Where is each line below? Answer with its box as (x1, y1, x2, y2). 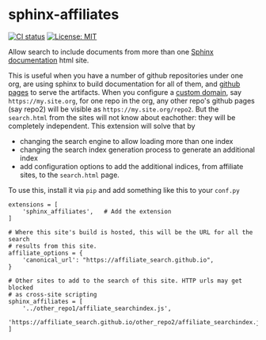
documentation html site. (8, 55, 89, 65)
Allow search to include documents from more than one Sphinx (8, 47, 214, 56)
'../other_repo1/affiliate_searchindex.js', (22, 304, 172, 312)
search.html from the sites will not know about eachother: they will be (8, 112, 236, 122)
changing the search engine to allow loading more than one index (19, 136, 234, 145)
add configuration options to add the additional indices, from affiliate (19, 161, 244, 171)
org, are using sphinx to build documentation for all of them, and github (8, 79, 241, 89)
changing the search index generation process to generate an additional (19, 145, 256, 154)
